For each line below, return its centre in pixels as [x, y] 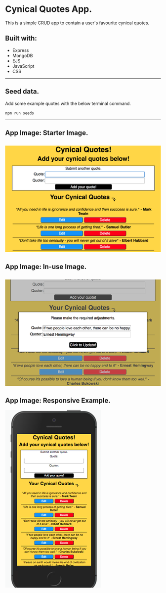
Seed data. [22, 92]
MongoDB [22, 55]
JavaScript [23, 66]
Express [21, 50]
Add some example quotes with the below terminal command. [68, 103]
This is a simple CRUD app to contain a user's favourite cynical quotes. [77, 23]
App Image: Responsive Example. [58, 401]
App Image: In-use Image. [46, 266]
